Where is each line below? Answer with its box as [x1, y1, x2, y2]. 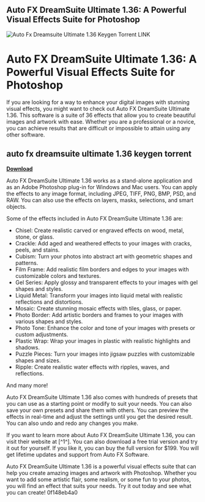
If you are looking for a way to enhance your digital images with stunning [6, 98, 190, 106]
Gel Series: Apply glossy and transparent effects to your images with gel [15, 279, 198, 286]
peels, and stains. [15, 246, 60, 253]
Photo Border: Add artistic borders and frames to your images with [15, 311, 184, 318]
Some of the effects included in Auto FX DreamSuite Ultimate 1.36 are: [6, 214, 184, 222]
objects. [6, 203, 27, 210]
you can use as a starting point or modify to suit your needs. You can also [6, 400, 192, 407]
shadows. [15, 343, 40, 351]
